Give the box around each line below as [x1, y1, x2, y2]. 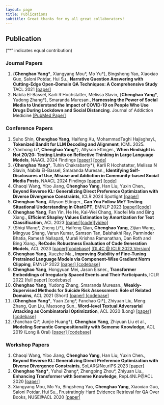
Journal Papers [5, 60, 43, 67]
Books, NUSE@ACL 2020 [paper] [12, 394, 81, 400]
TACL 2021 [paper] [12, 86, 51, 92]
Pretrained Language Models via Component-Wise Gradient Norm [12, 256, 150, 262]
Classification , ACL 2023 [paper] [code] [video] [12, 219, 109, 225]
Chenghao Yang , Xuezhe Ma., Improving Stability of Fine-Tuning [12, 251, 146, 257]
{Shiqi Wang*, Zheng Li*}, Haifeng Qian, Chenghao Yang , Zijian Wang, [12, 224, 155, 231]
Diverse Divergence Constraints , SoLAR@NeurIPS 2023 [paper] [12, 363, 144, 369]
